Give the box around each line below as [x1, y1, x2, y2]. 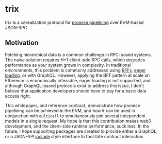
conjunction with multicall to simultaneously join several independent [5, 113, 146, 119]
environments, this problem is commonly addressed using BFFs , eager [5, 67, 146, 73]
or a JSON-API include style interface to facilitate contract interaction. [5, 133, 145, 139]
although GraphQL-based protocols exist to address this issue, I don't [5, 83, 144, 89]
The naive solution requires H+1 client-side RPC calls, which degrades [5, 57, 146, 63]
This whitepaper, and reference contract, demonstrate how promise [5, 102, 141, 108]
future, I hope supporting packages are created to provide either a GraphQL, [5, 128, 158, 134]
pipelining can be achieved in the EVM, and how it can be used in [5, 108, 135, 113]
